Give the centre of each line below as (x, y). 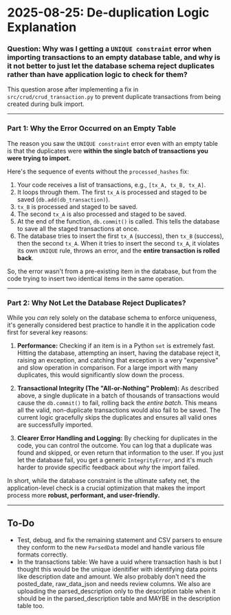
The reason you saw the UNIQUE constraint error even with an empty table (113, 143)
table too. (31, 605)
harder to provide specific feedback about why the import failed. (109, 467)
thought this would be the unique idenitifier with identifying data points (117, 569)
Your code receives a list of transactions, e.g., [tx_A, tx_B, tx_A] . (111, 184)
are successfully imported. (55, 425)
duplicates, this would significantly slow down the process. (100, 375)
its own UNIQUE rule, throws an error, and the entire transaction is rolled (118, 250)
